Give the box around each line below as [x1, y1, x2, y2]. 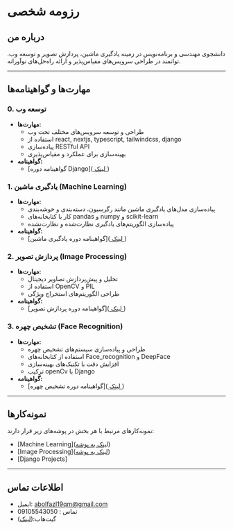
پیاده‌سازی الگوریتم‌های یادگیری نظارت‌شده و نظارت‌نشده [27, 219, 175, 228]
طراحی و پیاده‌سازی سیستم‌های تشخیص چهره [27, 344, 146, 353]
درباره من [7, 31, 45, 43]
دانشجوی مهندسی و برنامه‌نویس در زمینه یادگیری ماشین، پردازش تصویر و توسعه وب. [7, 49, 225, 58]
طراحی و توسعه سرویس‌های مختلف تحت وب [27, 127, 144, 135]
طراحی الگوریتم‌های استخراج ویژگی [27, 289, 120, 298]
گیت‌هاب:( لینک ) [17, 514, 57, 523]
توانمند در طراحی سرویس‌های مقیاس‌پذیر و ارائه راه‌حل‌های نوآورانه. [7, 57, 182, 65]
